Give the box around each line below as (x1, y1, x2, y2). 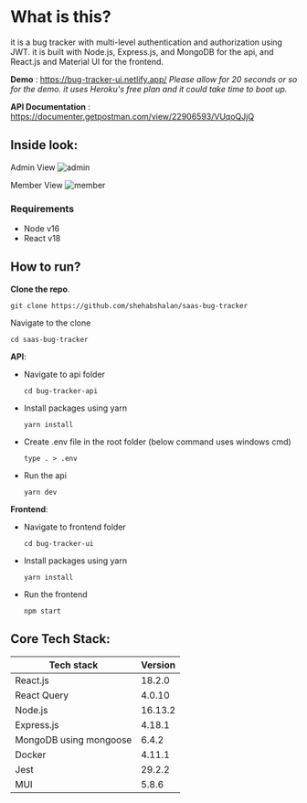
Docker (15, 748, 47, 761)
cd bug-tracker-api (23, 386, 99, 395)
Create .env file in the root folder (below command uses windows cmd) (23, 436, 291, 447)
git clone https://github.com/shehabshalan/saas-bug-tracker (10, 301, 249, 310)
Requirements (10, 202, 75, 215)
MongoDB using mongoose (15, 733, 132, 746)
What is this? (10, 6, 112, 27)
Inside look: (10, 137, 79, 153)
